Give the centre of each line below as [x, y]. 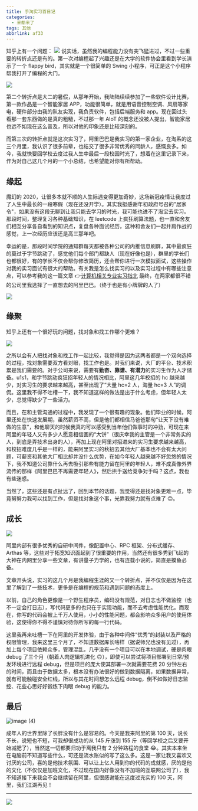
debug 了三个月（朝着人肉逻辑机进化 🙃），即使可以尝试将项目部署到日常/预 [98, 656]
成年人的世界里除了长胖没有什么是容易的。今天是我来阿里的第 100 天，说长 [97, 733]
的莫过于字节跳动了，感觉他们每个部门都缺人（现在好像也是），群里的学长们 [98, 253]
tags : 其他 [19, 28]
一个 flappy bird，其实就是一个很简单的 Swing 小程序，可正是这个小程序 [104, 66]
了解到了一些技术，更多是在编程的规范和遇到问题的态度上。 [83, 587]
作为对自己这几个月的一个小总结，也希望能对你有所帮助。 [76, 161]
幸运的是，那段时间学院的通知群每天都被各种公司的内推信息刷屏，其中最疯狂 [99, 246]
